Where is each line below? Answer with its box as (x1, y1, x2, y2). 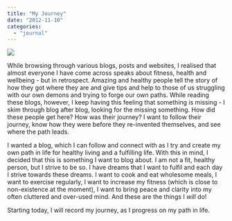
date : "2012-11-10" (7, 17, 64, 24)
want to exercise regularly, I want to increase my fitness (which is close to (7, 178, 218, 186)
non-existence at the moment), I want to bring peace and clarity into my (7, 185, 213, 194)
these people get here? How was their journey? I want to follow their (7, 113, 202, 121)
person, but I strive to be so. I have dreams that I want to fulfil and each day (7, 163, 223, 172)
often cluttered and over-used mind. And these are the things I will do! (7, 193, 207, 201)
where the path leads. (7, 127, 69, 136)
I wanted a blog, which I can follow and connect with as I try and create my (7, 141, 221, 150)
